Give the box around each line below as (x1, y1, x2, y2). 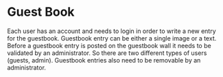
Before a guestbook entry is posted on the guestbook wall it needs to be (7, 41, 211, 49)
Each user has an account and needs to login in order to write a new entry (7, 27, 216, 35)
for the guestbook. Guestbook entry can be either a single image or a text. (7, 34, 217, 42)
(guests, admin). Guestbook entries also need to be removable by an (7, 56, 201, 64)
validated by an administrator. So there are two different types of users (7, 49, 207, 57)
